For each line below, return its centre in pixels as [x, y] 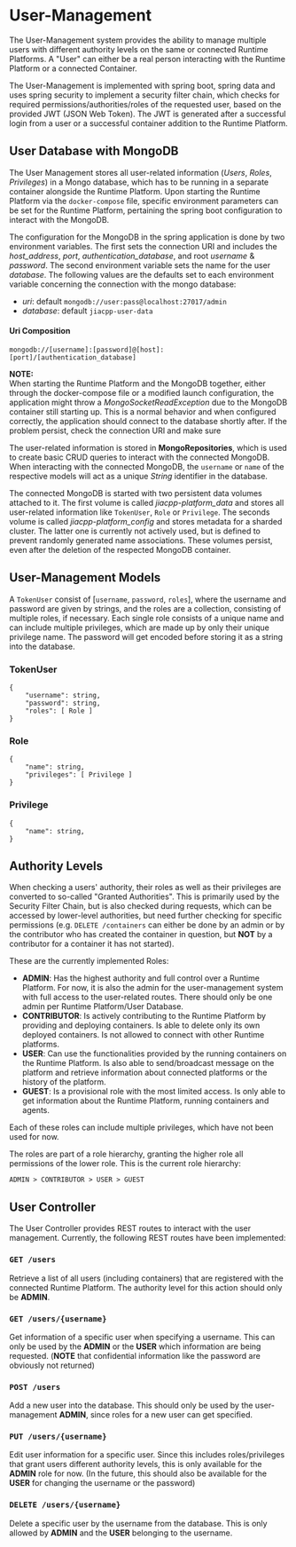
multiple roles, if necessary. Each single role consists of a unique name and [147, 618]
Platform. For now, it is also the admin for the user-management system [152, 988]
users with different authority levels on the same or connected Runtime [139, 49]
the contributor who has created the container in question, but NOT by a [141, 935]
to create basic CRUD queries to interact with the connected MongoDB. [140, 457]
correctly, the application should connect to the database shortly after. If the [148, 421]
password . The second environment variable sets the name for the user [140, 265]
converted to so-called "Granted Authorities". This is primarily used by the [144, 896]
